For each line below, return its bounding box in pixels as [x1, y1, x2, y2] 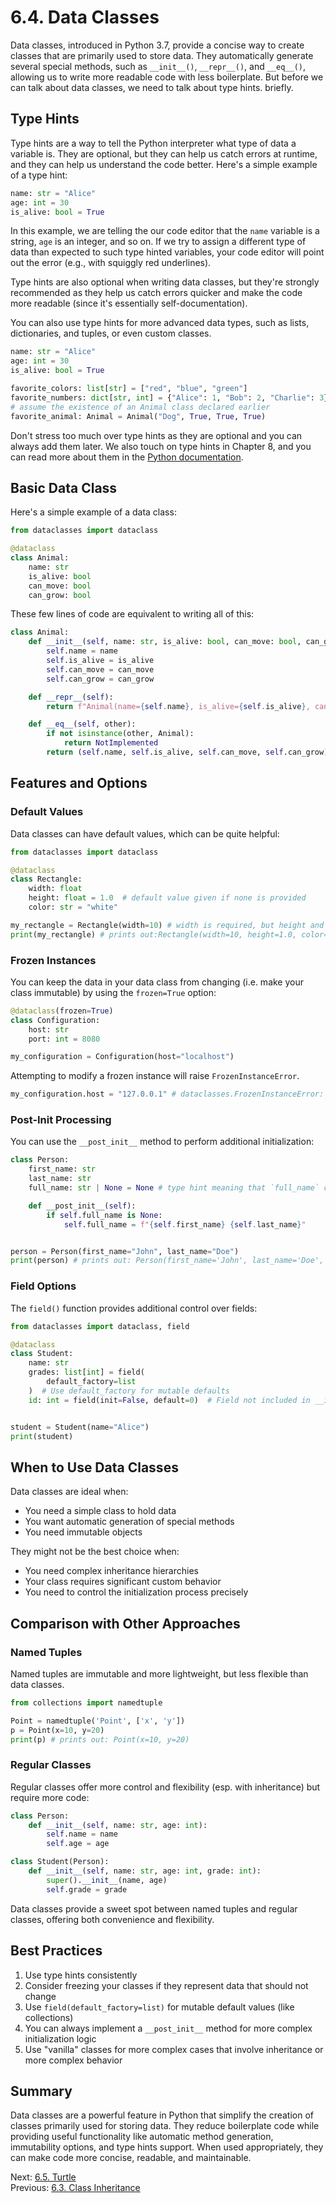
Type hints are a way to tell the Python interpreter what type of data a [10, 137, 297, 149]
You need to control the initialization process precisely [24, 1586, 249, 1598]
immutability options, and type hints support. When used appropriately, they [10, 2141, 324, 2153]
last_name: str [28, 1174, 92, 1184]
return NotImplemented [63, 738, 159, 748]
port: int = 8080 [28, 1034, 101, 1044]
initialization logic [24, 2032, 97, 2045]
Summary [10, 2082, 73, 2100]
